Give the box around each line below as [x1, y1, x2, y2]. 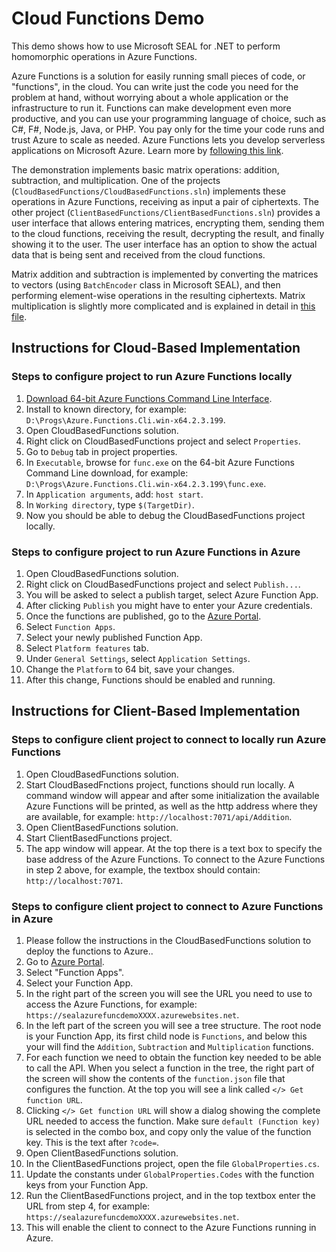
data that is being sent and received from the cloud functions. [11, 248, 266, 261]
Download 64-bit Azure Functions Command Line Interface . [25, 392, 273, 404]
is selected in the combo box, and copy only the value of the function [25, 1125, 312, 1137]
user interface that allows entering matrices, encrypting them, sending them [11, 217, 325, 229]
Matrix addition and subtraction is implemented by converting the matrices [11, 268, 319, 280]
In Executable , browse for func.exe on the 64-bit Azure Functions [25, 456, 296, 468]
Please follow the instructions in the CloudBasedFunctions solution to [25, 934, 312, 946]
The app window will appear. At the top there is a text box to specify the [25, 842, 323, 854]
